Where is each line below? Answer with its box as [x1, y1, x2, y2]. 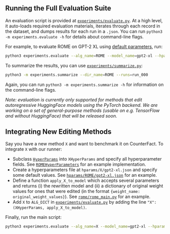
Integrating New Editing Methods [5, 127, 112, 136]
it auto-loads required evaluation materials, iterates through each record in [5, 23, 160, 29]
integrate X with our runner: [5, 146, 62, 152]
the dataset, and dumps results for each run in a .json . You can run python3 [5, 28, 163, 34]
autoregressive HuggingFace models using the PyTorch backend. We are [5, 102, 158, 108]
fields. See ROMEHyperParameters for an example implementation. [12, 162, 146, 168]
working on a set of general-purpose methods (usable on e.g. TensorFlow [5, 107, 160, 113]
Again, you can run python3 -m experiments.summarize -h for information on [5, 81, 164, 88]
